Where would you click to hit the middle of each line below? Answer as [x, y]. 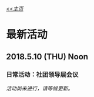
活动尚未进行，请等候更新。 [40, 88]
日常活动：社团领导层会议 [42, 74]
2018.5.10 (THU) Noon [47, 57]
